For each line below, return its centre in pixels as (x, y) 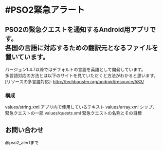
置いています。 (27, 57)
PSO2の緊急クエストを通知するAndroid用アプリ (77, 29)
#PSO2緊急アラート (45, 10)
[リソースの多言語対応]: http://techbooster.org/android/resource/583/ (75, 82)
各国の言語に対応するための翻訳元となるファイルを (82, 47)
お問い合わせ (24, 130)
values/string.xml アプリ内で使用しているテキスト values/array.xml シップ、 (81, 107)
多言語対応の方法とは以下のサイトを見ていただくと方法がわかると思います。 (81, 75)
